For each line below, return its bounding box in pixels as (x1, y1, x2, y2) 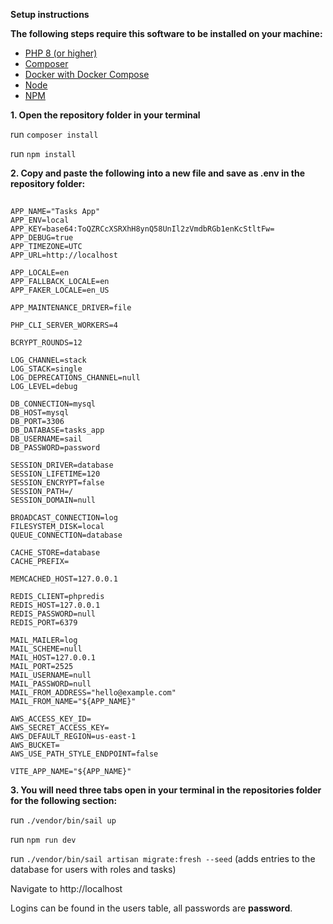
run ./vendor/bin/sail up (10, 814, 117, 826)
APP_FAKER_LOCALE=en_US (10, 285, 110, 296)
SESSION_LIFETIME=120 (10, 469, 101, 479)
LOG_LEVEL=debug (10, 382, 78, 392)
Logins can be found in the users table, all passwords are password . (10, 902, 293, 914)
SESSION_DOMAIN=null (10, 495, 97, 506)
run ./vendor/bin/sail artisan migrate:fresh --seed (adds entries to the (10, 853, 316, 865)
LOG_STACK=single (10, 364, 83, 374)
